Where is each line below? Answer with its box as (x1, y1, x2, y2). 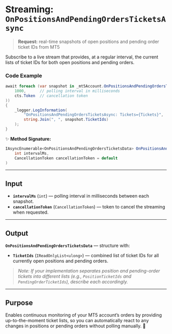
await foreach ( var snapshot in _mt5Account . (5, 83, 104, 89)
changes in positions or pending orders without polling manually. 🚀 (5, 323, 146, 329)
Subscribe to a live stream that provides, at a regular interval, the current (5, 54, 159, 60)
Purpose (5, 298, 33, 307)
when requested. (12, 209, 49, 216)
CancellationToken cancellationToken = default (14, 155, 118, 161)
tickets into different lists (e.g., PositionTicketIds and (17, 273, 132, 280)
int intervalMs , (14, 151, 50, 156)
